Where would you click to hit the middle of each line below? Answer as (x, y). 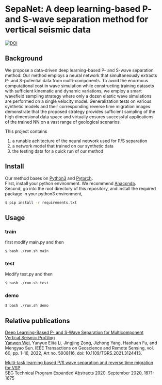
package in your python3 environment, (44, 194)
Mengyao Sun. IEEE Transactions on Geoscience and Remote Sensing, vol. (80, 348)
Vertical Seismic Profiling (30, 338)
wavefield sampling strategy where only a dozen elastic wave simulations (78, 96)
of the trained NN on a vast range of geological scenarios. (63, 122)
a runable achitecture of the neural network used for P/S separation (80, 141)
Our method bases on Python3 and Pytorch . (49, 178)
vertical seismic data (48, 30)
